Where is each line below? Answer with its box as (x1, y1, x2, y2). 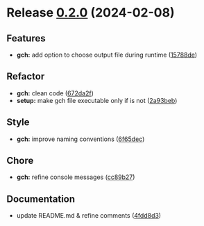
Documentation (6, 193, 76, 205)
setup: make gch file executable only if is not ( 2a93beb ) (16, 96, 178, 104)
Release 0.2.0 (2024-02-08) (6, 5, 175, 21)
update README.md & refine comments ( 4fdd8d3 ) (16, 211, 161, 220)
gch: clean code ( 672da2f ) (16, 88, 94, 97)
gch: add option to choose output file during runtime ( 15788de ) (16, 50, 198, 59)
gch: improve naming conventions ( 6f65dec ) (16, 135, 145, 143)
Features (6, 32, 46, 44)
